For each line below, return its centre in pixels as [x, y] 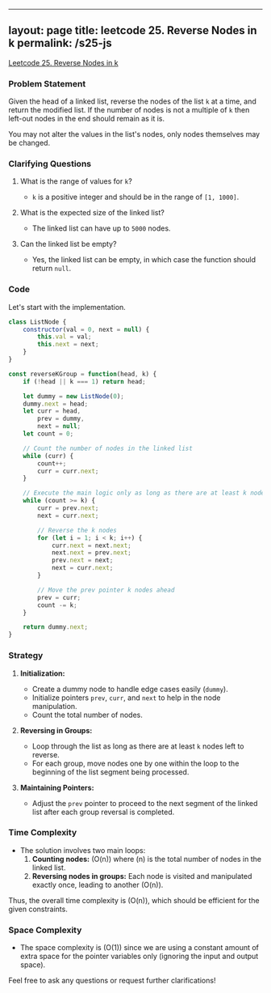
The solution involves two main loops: [83, 850]
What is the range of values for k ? [76, 181]
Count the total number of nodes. [88, 715]
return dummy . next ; [56, 627]
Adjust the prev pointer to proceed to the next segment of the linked [145, 803]
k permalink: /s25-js [60, 43]
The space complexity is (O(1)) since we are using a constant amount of [140, 948]
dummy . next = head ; [56, 404]
